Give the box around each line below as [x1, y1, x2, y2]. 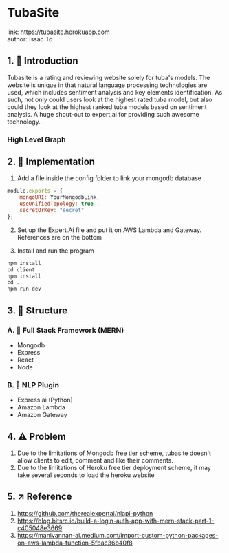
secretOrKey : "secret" [19, 207, 85, 214]
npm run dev [7, 285, 41, 293]
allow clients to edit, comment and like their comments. [17, 456, 174, 465]
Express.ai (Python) [17, 396, 74, 405]
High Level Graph [7, 135, 67, 144]
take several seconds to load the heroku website [17, 471, 155, 479]
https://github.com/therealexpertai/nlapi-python [17, 509, 153, 517]
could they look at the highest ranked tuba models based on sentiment [7, 102, 208, 111]
